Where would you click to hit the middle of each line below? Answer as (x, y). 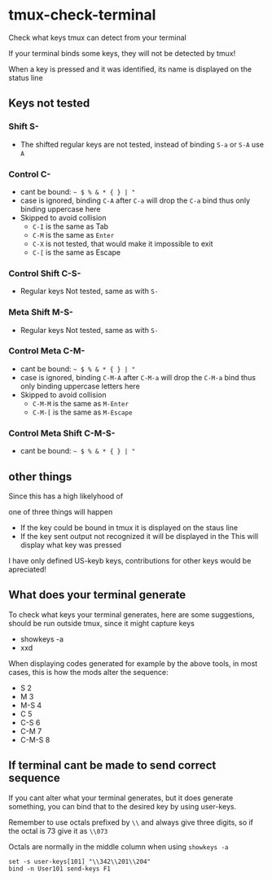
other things (40, 477)
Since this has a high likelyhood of (66, 496)
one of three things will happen (61, 511)
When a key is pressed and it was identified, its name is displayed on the (130, 69)
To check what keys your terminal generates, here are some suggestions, (132, 614)
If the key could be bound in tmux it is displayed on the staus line (129, 528)
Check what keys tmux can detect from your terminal (98, 37)
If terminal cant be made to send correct (112, 766)
